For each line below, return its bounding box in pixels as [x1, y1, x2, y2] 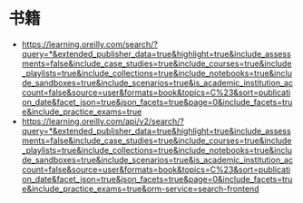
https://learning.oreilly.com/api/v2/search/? [21, 115, 185, 127]
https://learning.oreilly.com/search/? [21, 38, 158, 50]
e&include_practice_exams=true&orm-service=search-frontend [21, 183, 259, 194]
